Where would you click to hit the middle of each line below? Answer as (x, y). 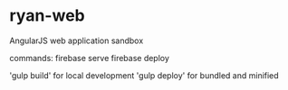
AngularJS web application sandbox (77, 40)
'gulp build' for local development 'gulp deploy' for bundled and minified (144, 75)
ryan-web (47, 16)
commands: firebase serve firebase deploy (90, 58)
